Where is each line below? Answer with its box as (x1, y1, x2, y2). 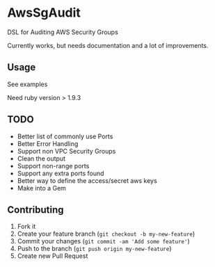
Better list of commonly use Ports (17, 132, 113, 140)
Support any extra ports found (17, 169, 104, 177)
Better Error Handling (17, 139, 79, 147)
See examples (7, 80, 48, 88)
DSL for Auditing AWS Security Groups (7, 28, 118, 36)
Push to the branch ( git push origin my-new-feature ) (17, 245, 172, 253)
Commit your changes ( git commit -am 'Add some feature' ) (17, 237, 190, 245)
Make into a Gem (17, 184, 66, 192)
